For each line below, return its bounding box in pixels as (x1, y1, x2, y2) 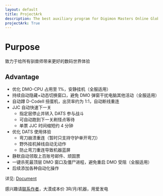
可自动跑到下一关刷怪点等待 (19, 117, 75, 122)
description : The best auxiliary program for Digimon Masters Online (5, 16, 149, 21)
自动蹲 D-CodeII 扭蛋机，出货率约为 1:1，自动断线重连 (12, 98, 120, 104)
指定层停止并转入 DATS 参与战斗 (19, 110, 84, 116)
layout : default (5, 7, 38, 12)
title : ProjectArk (5, 12, 42, 17)
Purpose (5, 42, 40, 53)
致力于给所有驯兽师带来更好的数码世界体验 (5, 58, 90, 64)
